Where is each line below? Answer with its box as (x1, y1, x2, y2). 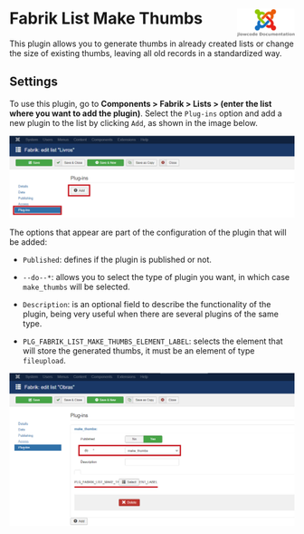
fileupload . (22, 355, 66, 366)
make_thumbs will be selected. (22, 281, 131, 293)
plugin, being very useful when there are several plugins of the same (22, 308, 279, 320)
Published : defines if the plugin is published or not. (22, 254, 213, 266)
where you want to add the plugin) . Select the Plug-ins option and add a (9, 108, 282, 119)
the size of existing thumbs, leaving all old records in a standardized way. (9, 47, 282, 58)
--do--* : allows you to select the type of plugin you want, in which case (22, 272, 290, 283)
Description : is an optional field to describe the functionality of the (22, 299, 271, 310)
